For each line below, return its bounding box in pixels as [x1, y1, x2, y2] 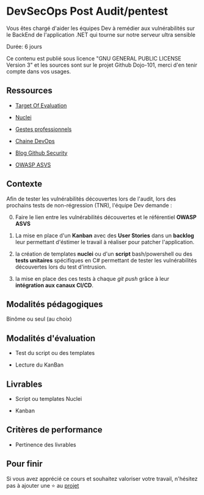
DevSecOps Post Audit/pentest [6, 4, 168, 18]
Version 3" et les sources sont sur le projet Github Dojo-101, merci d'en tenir [6, 61, 197, 69]
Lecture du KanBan [15, 361, 64, 368]
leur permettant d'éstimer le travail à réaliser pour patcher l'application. [15, 238, 195, 245]
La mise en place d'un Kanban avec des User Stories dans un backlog [15, 231, 194, 239]
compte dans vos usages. [6, 67, 71, 75]
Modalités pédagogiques [6, 299, 103, 310]
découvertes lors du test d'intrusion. [15, 263, 107, 270]
